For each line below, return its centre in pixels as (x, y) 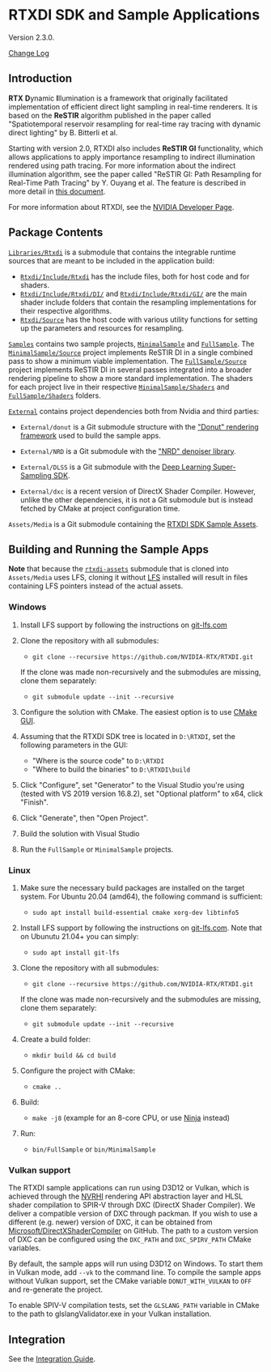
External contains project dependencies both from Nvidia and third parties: (134, 411)
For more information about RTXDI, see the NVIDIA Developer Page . (121, 207)
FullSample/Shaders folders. (55, 395)
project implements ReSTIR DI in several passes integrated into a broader (130, 370)
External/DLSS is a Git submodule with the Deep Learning (116, 467)
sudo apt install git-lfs (76, 953)
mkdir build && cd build (74, 1055)
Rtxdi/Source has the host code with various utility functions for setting (139, 319)
